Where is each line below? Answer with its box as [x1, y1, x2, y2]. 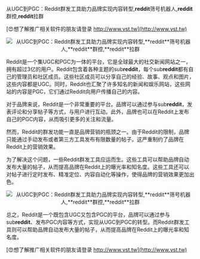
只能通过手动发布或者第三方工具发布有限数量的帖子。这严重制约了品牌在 [6, 136, 184, 143]
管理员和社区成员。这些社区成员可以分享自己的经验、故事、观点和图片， [16, 73, 195, 80]
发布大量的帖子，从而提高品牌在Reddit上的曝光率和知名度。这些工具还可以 [6, 164, 190, 170]
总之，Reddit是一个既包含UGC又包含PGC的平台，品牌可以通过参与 [6, 211, 170, 218]
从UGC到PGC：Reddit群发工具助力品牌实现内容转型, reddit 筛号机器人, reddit [6, 5, 193, 12]
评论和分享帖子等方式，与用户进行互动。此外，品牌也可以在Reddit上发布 [11, 108, 190, 115]
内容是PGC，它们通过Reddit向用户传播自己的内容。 [16, 88, 143, 95]
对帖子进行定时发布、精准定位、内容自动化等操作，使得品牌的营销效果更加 [6, 171, 189, 178]
